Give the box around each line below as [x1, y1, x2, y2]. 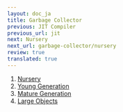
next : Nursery [7, 36, 49, 43]
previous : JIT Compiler [7, 23, 76, 30]
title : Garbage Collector [7, 17, 82, 24]
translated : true [7, 56, 58, 63]
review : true [7, 49, 45, 56]
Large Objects [17, 97, 58, 105]
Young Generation [17, 81, 69, 90]
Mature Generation [17, 89, 72, 97]
